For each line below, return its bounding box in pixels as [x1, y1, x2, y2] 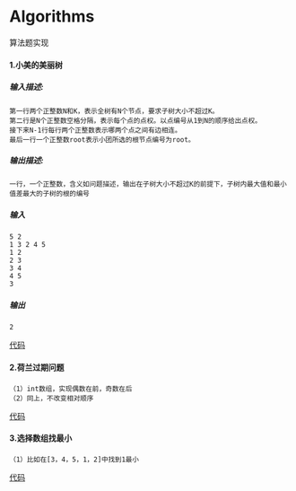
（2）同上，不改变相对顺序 [9, 393, 94, 403]
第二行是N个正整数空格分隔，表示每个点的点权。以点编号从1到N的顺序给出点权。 [9, 116, 262, 125]
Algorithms [9, 6, 95, 27]
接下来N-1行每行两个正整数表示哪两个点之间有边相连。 [9, 126, 182, 135]
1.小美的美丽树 [9, 59, 63, 70]
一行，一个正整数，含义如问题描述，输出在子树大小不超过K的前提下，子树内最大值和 [9, 180, 274, 189]
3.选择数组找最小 [9, 433, 73, 443]
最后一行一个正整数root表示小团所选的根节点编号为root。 [9, 135, 196, 145]
